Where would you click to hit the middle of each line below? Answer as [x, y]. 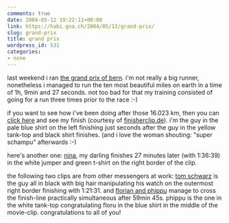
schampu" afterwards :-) [42, 142]
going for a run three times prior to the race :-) [73, 99]
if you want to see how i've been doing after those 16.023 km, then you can [113, 113]
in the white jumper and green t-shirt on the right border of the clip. [102, 163]
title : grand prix [33, 39]
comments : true [29, 13]
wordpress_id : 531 [33, 45]
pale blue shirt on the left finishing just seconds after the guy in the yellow [111, 127]
